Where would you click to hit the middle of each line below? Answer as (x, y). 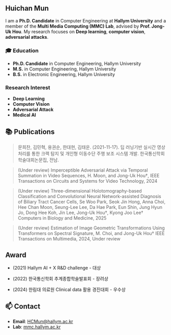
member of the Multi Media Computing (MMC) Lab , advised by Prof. (78, 26)
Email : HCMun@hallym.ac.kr (43, 321)
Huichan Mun (27, 8)
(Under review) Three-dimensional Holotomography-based (80, 191)
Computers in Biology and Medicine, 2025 (62, 218)
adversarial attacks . (27, 37)
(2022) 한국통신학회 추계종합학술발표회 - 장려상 (60, 279)
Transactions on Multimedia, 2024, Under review (69, 239)
